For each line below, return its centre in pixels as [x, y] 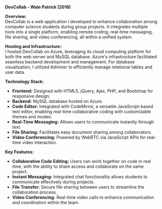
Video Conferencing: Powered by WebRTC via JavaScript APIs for [79, 137]
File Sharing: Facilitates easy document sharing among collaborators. [82, 132]
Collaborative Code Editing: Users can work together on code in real [81, 161]
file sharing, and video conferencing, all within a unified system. [69, 37]
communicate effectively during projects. [53, 182]
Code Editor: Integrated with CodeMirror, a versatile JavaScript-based [82, 106]
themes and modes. [32, 117]
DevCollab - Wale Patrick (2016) [38, 7]
